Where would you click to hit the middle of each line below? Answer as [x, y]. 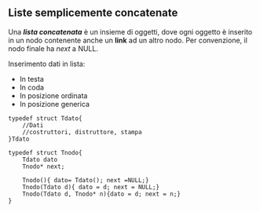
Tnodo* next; [44, 166]
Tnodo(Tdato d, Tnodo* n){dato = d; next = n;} [101, 194]
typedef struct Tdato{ [45, 118]
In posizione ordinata [53, 95]
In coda [32, 87]
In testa [32, 79]
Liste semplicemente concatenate [93, 13]
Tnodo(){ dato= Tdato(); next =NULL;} [86, 180]
